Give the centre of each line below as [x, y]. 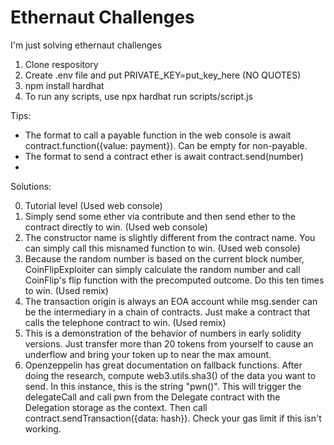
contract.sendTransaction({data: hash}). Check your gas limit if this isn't [173, 418]
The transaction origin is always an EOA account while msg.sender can [171, 301]
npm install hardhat [64, 85]
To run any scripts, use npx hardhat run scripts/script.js [138, 96]
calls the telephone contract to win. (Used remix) [125, 322]
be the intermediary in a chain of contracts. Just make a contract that [167, 312]
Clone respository [61, 64]
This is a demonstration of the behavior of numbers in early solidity [163, 333]
